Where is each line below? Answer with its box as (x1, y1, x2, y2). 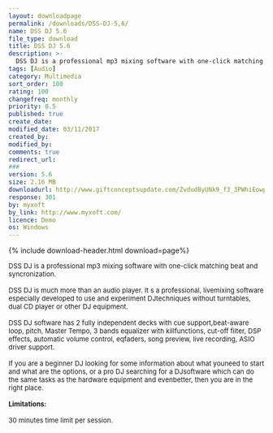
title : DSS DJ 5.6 (8, 42, 71, 50)
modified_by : (8, 140, 53, 149)
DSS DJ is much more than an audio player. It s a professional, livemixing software (8, 286, 264, 295)
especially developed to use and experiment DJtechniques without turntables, (8, 294, 251, 303)
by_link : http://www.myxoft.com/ (8, 208, 122, 216)
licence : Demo (8, 216, 57, 224)
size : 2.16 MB (8, 178, 57, 187)
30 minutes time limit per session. (8, 416, 114, 425)
